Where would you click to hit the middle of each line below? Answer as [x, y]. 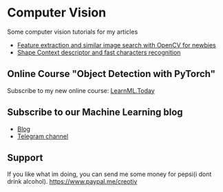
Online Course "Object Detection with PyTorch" [111, 74]
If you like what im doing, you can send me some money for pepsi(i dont [109, 174]
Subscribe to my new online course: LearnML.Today [81, 90]
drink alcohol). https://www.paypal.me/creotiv [72, 182]
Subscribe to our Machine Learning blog [95, 113]
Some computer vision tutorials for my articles [73, 32]
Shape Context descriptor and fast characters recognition [99, 52]
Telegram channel [43, 136]
